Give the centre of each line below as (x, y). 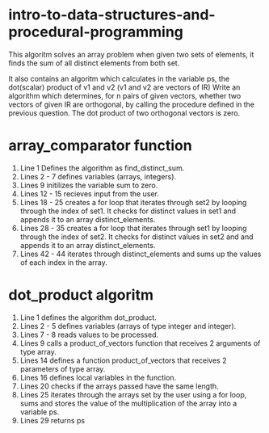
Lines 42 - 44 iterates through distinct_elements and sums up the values (141, 254)
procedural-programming (96, 32)
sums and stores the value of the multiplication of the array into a (128, 403)
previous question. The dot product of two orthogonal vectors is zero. (124, 113)
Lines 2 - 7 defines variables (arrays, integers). (98, 176)
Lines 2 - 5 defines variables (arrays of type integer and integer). (128, 326)
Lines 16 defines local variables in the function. (98, 377)
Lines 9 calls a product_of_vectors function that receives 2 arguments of (140, 343)
